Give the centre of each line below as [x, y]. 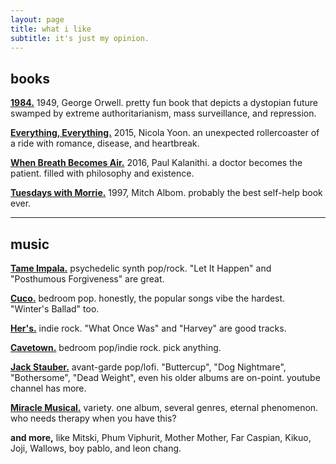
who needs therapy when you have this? [93, 418]
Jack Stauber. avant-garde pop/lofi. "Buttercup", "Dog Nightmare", [148, 367]
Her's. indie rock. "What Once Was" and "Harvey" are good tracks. [148, 328]
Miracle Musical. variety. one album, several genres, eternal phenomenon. [164, 407]
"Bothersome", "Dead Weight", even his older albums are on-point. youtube [165, 377]
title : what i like [51, 29]
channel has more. [48, 388]
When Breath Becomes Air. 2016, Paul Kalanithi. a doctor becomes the [156, 163]
